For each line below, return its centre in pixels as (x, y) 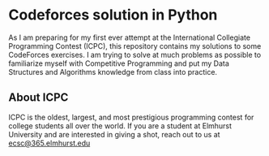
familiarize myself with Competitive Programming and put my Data (119, 63)
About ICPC (38, 98)
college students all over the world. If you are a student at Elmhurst (120, 126)
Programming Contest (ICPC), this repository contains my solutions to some (135, 45)
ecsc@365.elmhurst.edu (49, 143)
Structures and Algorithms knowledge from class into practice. (113, 71)
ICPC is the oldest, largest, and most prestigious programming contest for (131, 117)
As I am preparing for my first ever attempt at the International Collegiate (130, 37)
